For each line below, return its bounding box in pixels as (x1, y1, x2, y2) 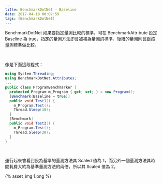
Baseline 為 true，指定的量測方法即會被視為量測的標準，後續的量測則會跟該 (5, 36, 155, 42)
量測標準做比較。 (5, 42, 39, 48)
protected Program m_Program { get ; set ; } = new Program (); (9, 89, 135, 94)
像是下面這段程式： (5, 61, 44, 68)
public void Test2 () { (9, 121, 55, 126)
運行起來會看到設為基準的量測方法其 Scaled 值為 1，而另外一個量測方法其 (5, 158, 151, 164)
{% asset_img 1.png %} (5, 173, 52, 179)
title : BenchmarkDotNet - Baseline (5, 7, 77, 12)
